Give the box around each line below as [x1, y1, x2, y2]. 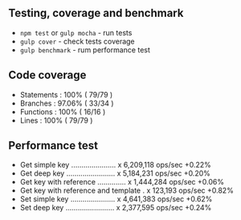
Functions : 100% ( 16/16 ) [19, 106, 106, 116]
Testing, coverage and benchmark [8, 6, 184, 20]
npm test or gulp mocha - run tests [19, 27, 133, 37]
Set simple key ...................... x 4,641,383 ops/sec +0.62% [19, 194, 213, 204]
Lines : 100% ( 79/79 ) [19, 115, 93, 125]
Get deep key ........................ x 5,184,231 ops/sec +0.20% [19, 168, 211, 178]
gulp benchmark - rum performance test [19, 44, 151, 55]
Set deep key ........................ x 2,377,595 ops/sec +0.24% [19, 203, 212, 213]
